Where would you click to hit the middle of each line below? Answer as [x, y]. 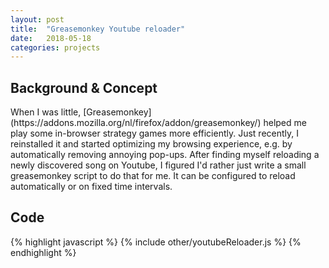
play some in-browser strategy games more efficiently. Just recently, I [155, 133]
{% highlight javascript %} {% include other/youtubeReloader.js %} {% [156, 242]
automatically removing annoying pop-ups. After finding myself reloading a [165, 155]
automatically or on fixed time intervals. [91, 187]
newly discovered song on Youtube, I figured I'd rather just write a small [158, 165]
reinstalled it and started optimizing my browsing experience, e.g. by [151, 144]
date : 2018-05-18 [51, 38]
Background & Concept [84, 87]
